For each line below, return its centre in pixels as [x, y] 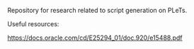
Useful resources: [33, 24]
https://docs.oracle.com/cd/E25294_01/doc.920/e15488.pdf [95, 38]
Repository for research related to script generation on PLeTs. [97, 10]
